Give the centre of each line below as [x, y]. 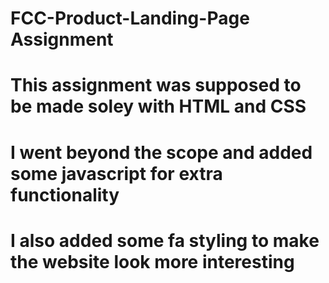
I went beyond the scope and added [161, 152]
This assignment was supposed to [156, 85]
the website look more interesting [152, 261]
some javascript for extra [116, 173]
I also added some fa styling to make [165, 240]
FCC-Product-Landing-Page [130, 18]
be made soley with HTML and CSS [158, 106]
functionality [65, 194]
